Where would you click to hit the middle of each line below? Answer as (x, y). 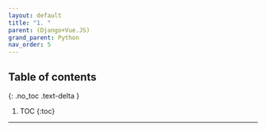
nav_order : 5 (30, 45)
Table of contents (52, 77)
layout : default (35, 15)
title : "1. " (30, 23)
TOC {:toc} (37, 110)
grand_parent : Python (44, 37)
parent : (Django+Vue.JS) (49, 30)
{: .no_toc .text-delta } (44, 95)
